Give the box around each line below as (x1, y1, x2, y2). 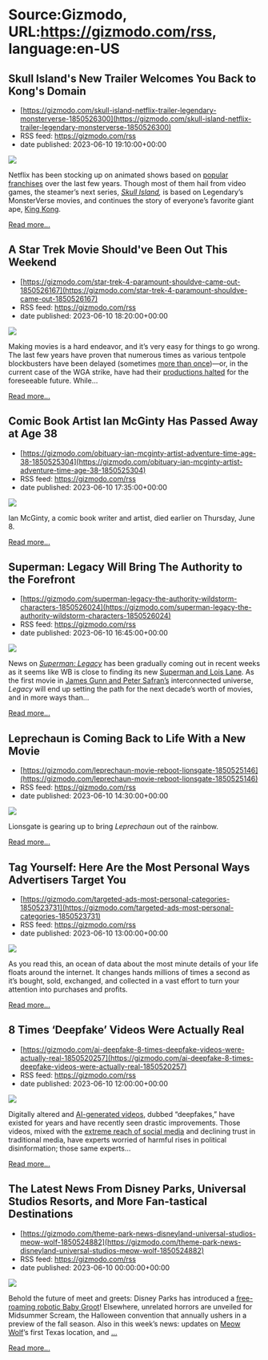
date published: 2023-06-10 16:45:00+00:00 (19, 628, 168, 638)
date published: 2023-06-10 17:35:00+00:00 (19, 482, 168, 492)
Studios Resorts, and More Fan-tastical (8, 1195, 208, 1208)
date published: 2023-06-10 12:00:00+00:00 (19, 1078, 169, 1088)
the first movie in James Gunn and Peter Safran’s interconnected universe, (8, 676, 254, 685)
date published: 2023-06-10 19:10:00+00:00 (19, 140, 167, 149)
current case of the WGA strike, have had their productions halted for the (8, 367, 250, 376)
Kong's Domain (8, 84, 86, 98)
